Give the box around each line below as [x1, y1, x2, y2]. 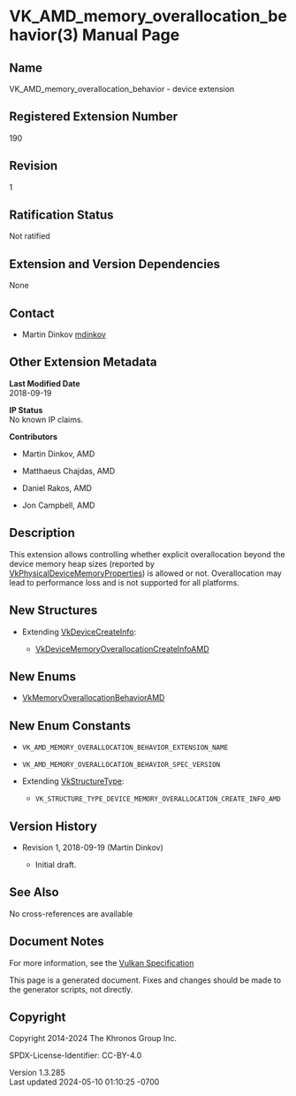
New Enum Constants [9, 718, 131, 733]
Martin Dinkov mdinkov [21, 329, 106, 340]
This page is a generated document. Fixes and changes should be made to [9, 975, 281, 985]
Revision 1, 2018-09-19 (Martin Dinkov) [21, 842, 163, 853]
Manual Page [81, 25, 180, 45]
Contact [9, 305, 55, 320]
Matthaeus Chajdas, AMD [21, 465, 116, 476]
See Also [9, 885, 59, 900]
